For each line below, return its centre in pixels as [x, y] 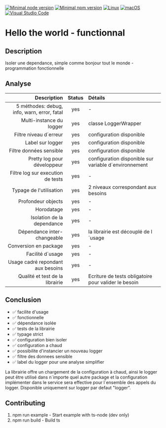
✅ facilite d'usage [30, 312]
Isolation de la [47, 217]
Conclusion [23, 300]
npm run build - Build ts [36, 420]
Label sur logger [44, 143]
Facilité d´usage [45, 254]
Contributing [25, 403]
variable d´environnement [118, 165]
